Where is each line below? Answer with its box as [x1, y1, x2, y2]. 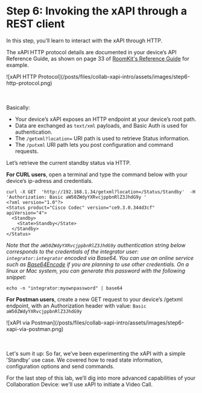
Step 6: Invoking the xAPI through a [6, 4, 188, 18]
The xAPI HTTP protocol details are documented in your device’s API [6, 48, 177, 55]
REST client [6, 17, 65, 31]
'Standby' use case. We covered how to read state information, [6, 356, 163, 364]
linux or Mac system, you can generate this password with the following [6, 267, 186, 274]
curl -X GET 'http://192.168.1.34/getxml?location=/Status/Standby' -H [6, 188, 196, 195]
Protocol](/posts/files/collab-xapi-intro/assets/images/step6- [38, 73, 190, 80]
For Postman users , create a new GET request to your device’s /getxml [6, 296, 183, 303]
